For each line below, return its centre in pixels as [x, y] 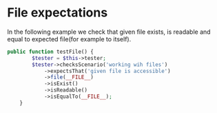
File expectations [58, 13]
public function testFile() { [51, 52]
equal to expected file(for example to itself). [69, 39]
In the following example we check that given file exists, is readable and [109, 32]
